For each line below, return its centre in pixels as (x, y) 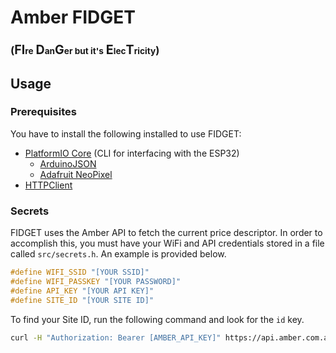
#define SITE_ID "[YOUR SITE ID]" (82, 300)
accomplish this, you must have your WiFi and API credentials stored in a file (167, 243)
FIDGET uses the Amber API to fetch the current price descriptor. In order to (166, 233)
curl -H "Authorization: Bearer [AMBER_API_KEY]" (116, 337)
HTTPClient (48, 185)
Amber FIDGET (73, 17)
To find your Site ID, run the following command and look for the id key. (157, 319)
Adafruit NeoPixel (76, 174)
